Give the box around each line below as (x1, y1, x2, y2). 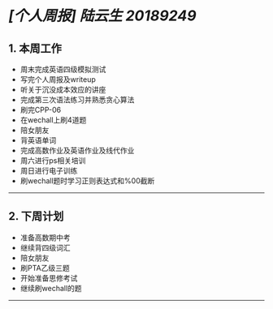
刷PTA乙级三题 (19, 263, 71, 273)
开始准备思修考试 (19, 273, 78, 283)
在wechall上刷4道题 (19, 115, 87, 125)
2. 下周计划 (8, 209, 64, 223)
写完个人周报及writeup (19, 75, 96, 84)
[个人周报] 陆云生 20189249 (8, 6, 197, 25)
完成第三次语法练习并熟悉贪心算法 (19, 95, 135, 105)
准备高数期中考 (19, 232, 71, 242)
